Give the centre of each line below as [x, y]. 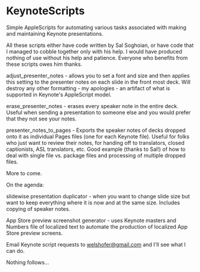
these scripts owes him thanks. [44, 64]
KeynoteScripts [46, 11]
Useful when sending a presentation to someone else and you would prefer [99, 112]
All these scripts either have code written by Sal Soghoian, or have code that [100, 45]
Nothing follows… [28, 262]
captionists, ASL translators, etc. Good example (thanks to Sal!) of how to [96, 149]
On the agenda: [25, 185]
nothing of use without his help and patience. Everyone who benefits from [97, 58]
